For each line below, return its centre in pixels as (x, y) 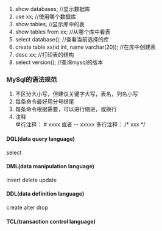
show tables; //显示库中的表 (50, 24)
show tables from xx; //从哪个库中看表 (63, 32)
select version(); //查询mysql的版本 (59, 62)
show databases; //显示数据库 (52, 9)
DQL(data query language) (40, 138)
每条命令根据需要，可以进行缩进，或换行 (66, 109)
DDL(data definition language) (45, 194)
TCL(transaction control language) (51, 221)
